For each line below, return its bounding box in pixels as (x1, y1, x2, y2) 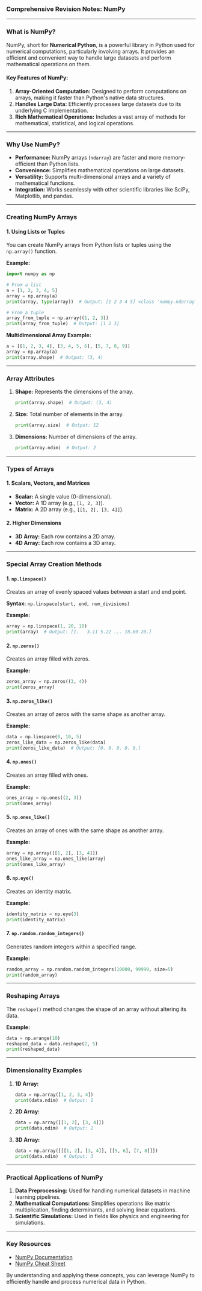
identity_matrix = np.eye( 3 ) (6, 911, 79, 917)
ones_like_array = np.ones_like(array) (6, 856, 106, 862)
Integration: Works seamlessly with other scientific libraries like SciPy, (14, 186, 191, 193)
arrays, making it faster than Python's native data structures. (14, 94, 165, 101)
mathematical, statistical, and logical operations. (14, 119, 135, 126)
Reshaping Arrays (6, 992, 60, 1000)
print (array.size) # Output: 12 (14, 422, 99, 429)
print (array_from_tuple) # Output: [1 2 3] (6, 321, 120, 327)
